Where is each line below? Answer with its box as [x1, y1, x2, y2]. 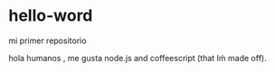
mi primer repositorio [8, 35, 87, 46]
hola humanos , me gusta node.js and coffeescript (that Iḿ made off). [8, 52, 268, 63]
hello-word [8, 5, 93, 26]
